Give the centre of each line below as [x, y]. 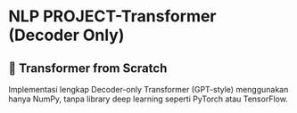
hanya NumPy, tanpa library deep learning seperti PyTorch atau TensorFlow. [148, 99]
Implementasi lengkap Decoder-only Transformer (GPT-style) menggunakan [148, 89]
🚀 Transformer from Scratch [88, 68]
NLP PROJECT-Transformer [112, 16]
